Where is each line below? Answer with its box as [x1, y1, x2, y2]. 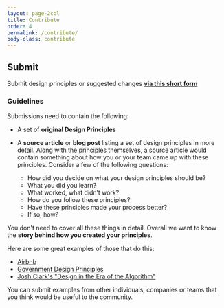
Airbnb [16, 258, 36, 266]
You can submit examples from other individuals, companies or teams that [7, 286, 217, 294]
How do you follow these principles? [27, 196, 131, 204]
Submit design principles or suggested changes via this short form [7, 79, 198, 87]
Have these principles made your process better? [27, 203, 167, 212]
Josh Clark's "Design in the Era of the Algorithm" [16, 272, 156, 280]
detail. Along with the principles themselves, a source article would [16, 146, 208, 155]
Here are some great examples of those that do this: [7, 245, 155, 253]
